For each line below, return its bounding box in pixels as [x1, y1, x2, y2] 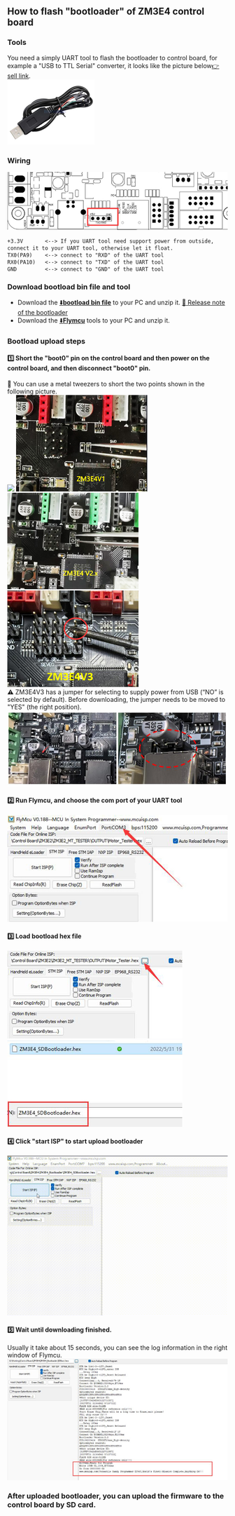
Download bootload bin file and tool [7, 282, 131, 292]
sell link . [7, 72, 31, 80]
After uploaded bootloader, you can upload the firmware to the [7, 1491, 225, 1501]
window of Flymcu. [7, 1351, 62, 1360]
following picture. [7, 387, 57, 395]
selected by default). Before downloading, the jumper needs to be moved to [7, 696, 226, 704]
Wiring [7, 156, 31, 165]
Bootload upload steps [7, 336, 86, 346]
